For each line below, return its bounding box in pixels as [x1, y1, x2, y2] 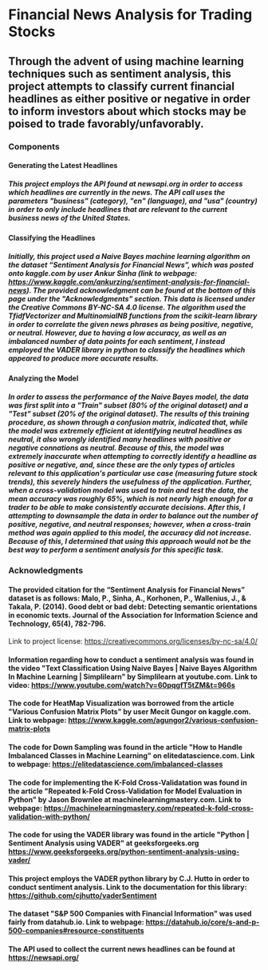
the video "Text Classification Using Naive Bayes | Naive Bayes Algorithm [8, 663, 258, 673]
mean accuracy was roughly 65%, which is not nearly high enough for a [8, 493, 254, 503]
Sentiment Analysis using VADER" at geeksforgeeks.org [8, 838, 199, 848]
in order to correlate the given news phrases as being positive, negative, [8, 319, 254, 329]
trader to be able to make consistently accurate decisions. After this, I [8, 502, 246, 512]
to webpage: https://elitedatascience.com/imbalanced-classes [8, 759, 223, 768]
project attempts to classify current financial [8, 79, 235, 93]
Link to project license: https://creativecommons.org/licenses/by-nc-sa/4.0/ [8, 637, 258, 646]
